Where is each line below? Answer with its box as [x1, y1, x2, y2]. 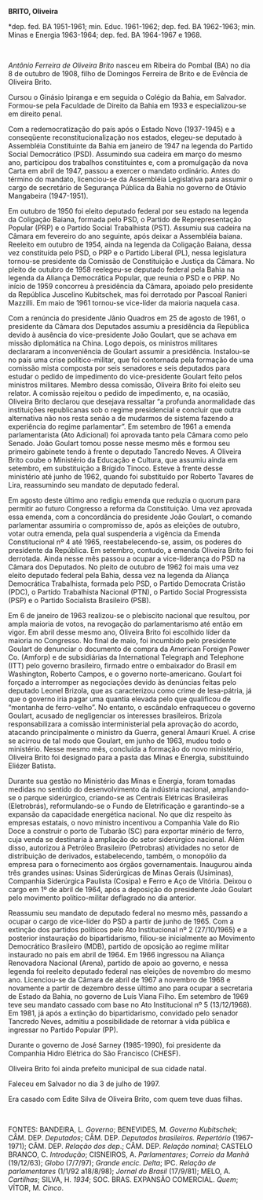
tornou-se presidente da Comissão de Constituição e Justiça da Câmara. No [8, 257, 255, 265]
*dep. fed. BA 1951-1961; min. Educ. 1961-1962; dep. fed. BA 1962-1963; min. [8, 22, 256, 31]
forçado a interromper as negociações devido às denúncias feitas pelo [8, 678, 237, 686]
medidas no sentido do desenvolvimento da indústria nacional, [8, 785, 210, 794]
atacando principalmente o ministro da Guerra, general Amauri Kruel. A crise [8, 728, 256, 737]
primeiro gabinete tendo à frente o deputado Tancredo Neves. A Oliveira [8, 447, 242, 456]
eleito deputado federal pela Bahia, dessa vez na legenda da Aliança [8, 571, 229, 580]
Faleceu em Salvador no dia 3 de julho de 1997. [8, 1079, 161, 1088]
